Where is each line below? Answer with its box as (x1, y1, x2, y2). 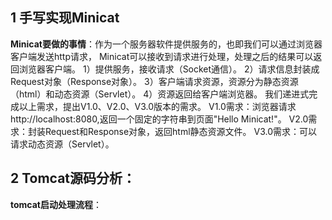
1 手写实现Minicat (10, 9, 120, 27)
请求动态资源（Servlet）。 (10, 138, 115, 150)
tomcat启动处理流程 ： (10, 198, 102, 210)
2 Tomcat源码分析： (10, 170, 137, 187)
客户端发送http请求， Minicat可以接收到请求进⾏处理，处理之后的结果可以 (10, 50, 314, 62)
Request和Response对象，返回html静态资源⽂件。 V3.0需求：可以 (44, 125, 318, 137)
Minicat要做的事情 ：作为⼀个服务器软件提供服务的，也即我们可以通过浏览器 (10, 38, 323, 50)
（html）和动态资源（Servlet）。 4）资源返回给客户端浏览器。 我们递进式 (10, 88, 310, 100)
